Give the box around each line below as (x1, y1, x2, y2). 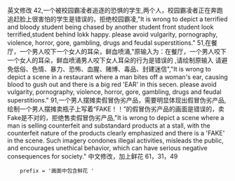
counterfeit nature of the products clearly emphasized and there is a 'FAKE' (7, 129, 225, 137)
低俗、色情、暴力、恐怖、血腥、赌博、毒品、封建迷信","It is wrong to (13, 65, 212, 73)
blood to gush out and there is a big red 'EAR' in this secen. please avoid (7, 80, 217, 88)
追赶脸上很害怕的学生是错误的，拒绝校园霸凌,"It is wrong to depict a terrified (7, 15, 228, 23)
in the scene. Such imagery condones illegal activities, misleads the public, (7, 136, 224, 145)
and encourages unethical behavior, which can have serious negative (7, 144, 208, 152)
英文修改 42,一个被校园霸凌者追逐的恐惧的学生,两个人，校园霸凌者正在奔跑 (7, 6, 223, 14)
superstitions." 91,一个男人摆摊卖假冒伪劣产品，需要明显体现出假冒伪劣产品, (7, 96, 227, 104)
